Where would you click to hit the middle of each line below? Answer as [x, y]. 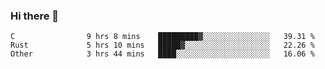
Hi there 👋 [35, 16]
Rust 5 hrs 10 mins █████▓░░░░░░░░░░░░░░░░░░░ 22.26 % [162, 45]
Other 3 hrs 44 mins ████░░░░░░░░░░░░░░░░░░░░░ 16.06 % [162, 54]
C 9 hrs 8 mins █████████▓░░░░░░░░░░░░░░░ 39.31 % [162, 37]
